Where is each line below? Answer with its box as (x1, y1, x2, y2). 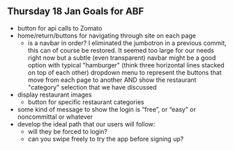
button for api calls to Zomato (17, 24, 103, 32)
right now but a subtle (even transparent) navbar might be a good (27, 53, 216, 62)
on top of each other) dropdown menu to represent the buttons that (27, 68, 222, 76)
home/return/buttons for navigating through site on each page (17, 31, 197, 40)
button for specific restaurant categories (27, 97, 144, 106)
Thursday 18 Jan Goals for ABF (7, 6, 144, 17)
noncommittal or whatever (17, 112, 93, 121)
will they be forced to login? (27, 127, 108, 135)
